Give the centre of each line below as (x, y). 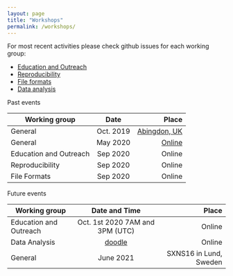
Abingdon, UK (159, 131)
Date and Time (116, 211)
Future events (27, 193)
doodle (116, 242)
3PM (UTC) (116, 231)
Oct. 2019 (113, 131)
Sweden (209, 262)
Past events (24, 103)
